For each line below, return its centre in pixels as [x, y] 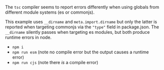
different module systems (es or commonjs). [50, 12]
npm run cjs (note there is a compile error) [55, 62]
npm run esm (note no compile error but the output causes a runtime [80, 52]
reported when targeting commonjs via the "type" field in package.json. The [82, 27]
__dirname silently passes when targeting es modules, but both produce [77, 32]
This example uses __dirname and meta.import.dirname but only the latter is [81, 22]
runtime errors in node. [28, 37]
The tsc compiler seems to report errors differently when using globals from [82, 7]
